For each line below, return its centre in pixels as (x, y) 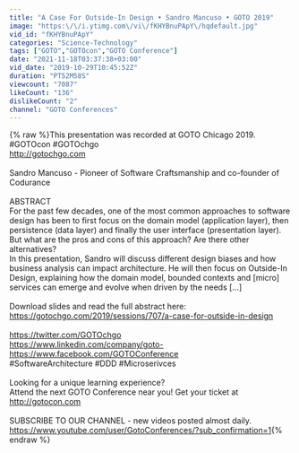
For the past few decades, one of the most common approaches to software (150, 211)
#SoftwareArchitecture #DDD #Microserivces (93, 363)
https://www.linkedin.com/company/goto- (86, 344)
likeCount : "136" (42, 92)
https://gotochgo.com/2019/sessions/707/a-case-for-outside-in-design (141, 316)
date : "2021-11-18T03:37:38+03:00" (76, 59)
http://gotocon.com (45, 402)
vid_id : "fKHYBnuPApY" (51, 34)
